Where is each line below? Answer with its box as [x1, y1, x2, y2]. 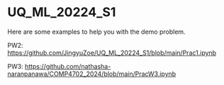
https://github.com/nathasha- [24, 62, 111, 70]
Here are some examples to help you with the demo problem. [7, 27, 186, 36]
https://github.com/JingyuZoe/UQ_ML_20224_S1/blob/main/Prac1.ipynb [7, 48, 217, 57]
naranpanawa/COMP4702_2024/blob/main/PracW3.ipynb [7, 70, 177, 78]
